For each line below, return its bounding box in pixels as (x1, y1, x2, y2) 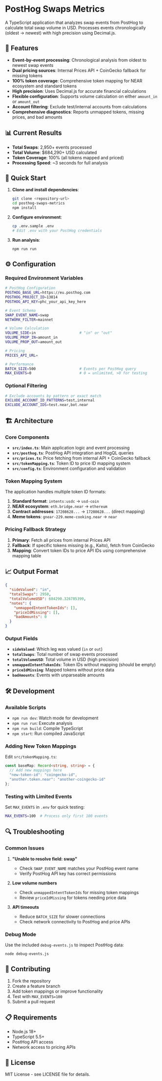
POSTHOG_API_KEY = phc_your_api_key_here (5, 299, 86, 304)
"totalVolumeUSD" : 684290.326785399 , (9, 596, 86, 601)
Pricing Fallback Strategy (5, 526, 66, 533)
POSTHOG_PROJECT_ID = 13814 (5, 295, 58, 300)
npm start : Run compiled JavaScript (12, 731, 85, 736)
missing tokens (12, 72, 43, 79)
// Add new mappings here (9, 768, 62, 773)
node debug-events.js (5, 951, 49, 956)
